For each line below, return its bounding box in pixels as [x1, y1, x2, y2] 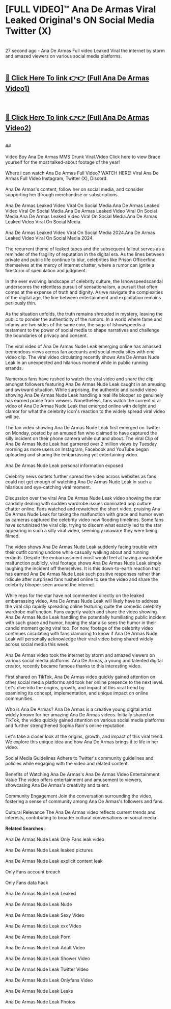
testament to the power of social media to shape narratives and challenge [5, 327, 160, 333]
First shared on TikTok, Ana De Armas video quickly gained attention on [5, 674, 156, 680]
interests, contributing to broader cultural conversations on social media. [5, 814, 158, 820]
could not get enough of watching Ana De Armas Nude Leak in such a [5, 478, 152, 485]
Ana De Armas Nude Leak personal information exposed [5, 462, 124, 469]
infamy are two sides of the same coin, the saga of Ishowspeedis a [5, 321, 146, 327]
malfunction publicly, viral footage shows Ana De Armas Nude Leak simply [5, 560, 162, 566]
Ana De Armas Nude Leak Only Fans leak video [5, 836, 104, 842]
